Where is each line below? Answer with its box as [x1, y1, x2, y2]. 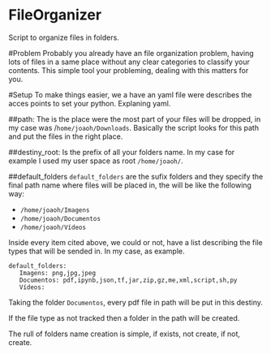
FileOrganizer [8, 6, 102, 24]
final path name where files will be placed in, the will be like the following [8, 180, 252, 190]
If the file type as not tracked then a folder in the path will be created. [8, 313, 240, 322]
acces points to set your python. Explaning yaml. [8, 98, 171, 108]
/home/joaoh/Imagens [19, 205, 90, 214]
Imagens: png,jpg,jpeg [19, 269, 96, 277]
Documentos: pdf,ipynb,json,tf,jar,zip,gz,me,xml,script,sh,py [19, 276, 238, 284]
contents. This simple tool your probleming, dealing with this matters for [8, 65, 249, 75]
